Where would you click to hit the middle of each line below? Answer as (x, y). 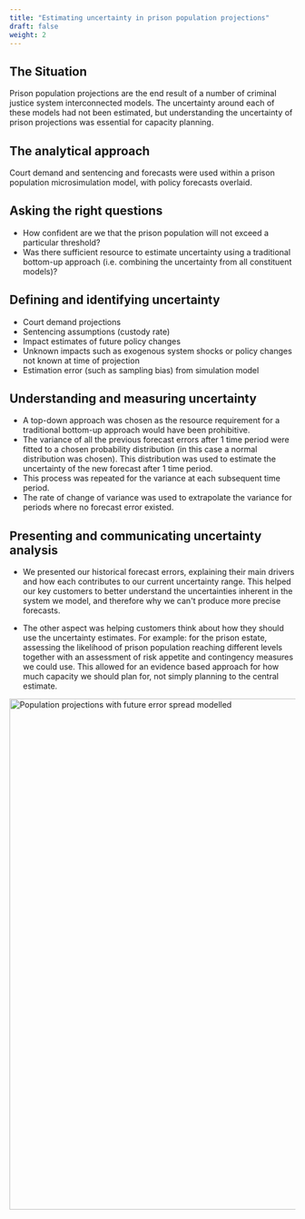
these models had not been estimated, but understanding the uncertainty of (151, 113)
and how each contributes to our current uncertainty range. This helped (157, 581)
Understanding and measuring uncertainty (133, 399)
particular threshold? (61, 243)
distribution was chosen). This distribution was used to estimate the (149, 459)
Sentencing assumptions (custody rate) (96, 332)
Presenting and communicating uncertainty (136, 535)
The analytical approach (80, 151)
